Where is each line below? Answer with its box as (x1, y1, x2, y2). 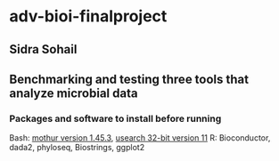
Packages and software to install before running (9, 112, 222, 125)
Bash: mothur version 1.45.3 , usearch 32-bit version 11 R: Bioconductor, (9, 133, 271, 143)
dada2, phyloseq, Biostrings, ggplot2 (9, 142, 145, 153)
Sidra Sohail (9, 42, 78, 57)
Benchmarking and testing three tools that (9, 71, 250, 86)
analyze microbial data (9, 85, 138, 101)
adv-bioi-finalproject (9, 6, 168, 27)
